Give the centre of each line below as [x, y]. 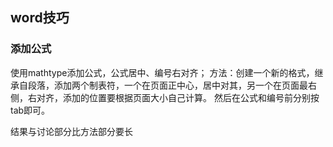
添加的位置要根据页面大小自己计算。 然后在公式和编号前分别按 [191, 97]
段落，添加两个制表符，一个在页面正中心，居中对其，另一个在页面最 [167, 85]
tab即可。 [30, 110]
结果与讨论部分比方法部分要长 [71, 131]
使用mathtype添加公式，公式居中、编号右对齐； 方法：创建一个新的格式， [162, 72]
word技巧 [40, 18]
